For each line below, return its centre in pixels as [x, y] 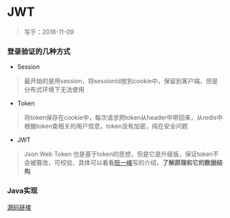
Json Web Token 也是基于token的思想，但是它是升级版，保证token [118, 154]
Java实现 [22, 191]
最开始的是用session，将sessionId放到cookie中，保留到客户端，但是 [121, 81]
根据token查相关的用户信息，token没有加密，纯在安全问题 [106, 126]
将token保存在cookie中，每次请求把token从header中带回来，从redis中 [123, 118]
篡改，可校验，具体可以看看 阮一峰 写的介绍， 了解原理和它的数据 [126, 163]
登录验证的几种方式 [39, 51]
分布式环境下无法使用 [54, 89]
